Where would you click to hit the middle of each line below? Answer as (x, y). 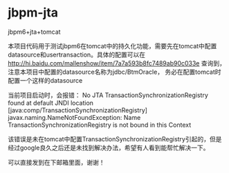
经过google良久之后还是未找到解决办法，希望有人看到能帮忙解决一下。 (109, 147)
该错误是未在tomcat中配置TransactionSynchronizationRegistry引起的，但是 (115, 139)
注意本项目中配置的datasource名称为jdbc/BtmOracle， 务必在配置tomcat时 (114, 72)
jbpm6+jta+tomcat (34, 32)
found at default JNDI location (51, 103)
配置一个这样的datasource (45, 80)
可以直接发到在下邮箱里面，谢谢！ (56, 162)
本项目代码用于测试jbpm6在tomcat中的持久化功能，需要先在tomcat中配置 (112, 45)
